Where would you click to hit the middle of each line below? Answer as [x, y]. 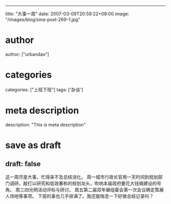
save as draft [33, 145]
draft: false [23, 164]
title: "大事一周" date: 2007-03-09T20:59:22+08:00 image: [67, 14]
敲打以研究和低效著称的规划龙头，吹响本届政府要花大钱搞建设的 [90, 183]
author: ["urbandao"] [27, 54]
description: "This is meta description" [46, 124]
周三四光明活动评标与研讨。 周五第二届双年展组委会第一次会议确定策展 [89, 190]
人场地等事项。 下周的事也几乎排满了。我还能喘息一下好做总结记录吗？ [79, 196]
